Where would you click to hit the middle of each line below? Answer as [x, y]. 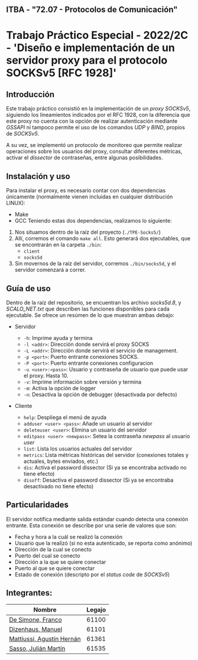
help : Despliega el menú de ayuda [65, 417]
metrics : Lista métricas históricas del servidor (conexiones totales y [106, 455]
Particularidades [38, 505]
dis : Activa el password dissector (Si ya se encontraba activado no [105, 468]
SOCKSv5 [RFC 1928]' [61, 73]
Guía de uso [29, 288]
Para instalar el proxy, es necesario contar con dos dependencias [86, 191]
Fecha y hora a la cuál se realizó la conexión [69, 537]
